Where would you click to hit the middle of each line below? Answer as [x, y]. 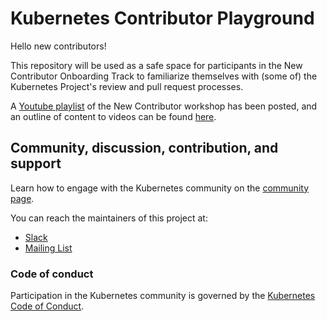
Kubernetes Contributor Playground [162, 18]
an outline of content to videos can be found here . [113, 116]
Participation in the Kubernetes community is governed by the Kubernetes [163, 296]
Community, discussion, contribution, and [144, 148]
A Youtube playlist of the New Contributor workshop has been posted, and [164, 106]
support [36, 163]
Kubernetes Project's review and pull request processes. [127, 86]
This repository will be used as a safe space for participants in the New [156, 65]
